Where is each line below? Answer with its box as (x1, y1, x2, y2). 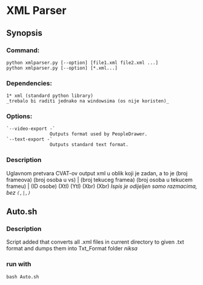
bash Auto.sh (6, 273, 39, 280)
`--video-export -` (6, 126, 56, 132)
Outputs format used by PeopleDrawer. (49, 131, 148, 137)
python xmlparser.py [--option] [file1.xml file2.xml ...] (6, 59, 159, 65)
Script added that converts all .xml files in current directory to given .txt (6, 238, 185, 246)
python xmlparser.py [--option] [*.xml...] (6, 65, 118, 71)
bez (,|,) (6, 189, 31, 196)
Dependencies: (6, 79, 53, 87)
